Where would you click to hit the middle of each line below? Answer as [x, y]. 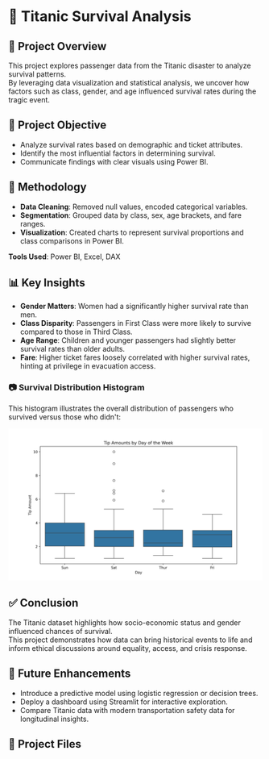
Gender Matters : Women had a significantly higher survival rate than [134, 307]
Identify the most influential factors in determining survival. [118, 153]
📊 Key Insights [47, 283]
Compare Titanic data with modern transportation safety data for [127, 710]
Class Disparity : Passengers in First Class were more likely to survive [136, 323]
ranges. [33, 223]
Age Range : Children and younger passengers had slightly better [128, 340]
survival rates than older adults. [72, 349]
